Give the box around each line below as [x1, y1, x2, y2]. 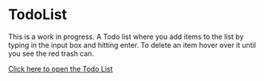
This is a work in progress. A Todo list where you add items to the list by [8, 32, 244, 41]
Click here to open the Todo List [8, 64, 113, 73]
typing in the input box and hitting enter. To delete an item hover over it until [8, 40, 257, 49]
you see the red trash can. [8, 48, 95, 58]
